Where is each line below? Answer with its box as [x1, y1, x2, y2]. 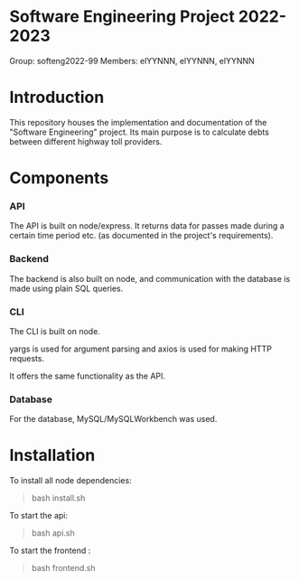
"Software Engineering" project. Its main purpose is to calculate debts [9, 126, 269, 137]
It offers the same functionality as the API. [9, 370, 165, 381]
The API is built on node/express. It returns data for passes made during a [9, 220, 285, 231]
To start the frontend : [9, 545, 91, 557]
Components [9, 168, 109, 189]
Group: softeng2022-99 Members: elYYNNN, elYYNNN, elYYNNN [9, 55, 255, 66]
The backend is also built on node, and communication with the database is [9, 273, 291, 284]
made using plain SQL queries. [9, 283, 124, 294]
